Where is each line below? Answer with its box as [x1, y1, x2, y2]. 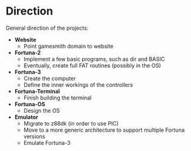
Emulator [14, 113, 38, 121]
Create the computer [23, 75, 76, 82]
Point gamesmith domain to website [23, 42, 114, 50]
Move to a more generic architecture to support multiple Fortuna [23, 126, 185, 133]
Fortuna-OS [14, 100, 46, 107]
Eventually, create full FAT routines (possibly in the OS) [23, 62, 162, 69]
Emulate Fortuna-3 [23, 139, 71, 146]
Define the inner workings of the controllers [23, 81, 133, 89]
